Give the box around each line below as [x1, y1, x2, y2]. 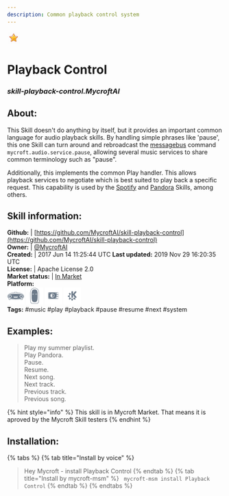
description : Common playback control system [7, 11, 139, 18]
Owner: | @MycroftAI [7, 243, 68, 251]
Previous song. [23, 395, 67, 403]
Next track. [23, 380, 56, 389]
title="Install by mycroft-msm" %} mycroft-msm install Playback [23, 474, 210, 482]
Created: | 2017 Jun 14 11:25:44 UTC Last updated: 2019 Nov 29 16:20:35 [7, 250, 216, 259]
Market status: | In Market [7, 272, 82, 281]
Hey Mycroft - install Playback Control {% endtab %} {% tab [23, 466, 195, 475]
